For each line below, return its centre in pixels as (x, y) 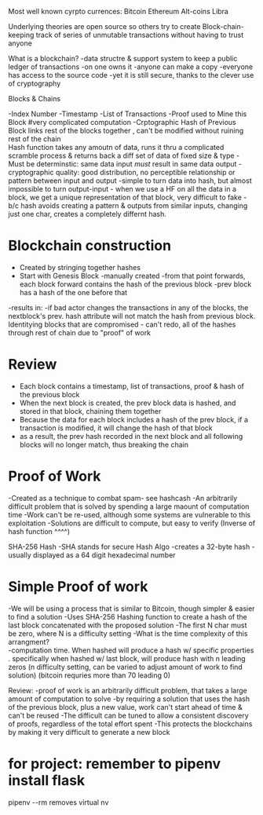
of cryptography (35, 83)
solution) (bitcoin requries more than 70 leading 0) (89, 675)
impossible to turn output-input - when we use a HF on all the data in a (122, 189)
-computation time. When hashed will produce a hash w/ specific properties (131, 650)
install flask (47, 780)
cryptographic (31, 172)
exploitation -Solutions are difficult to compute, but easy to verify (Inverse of (132, 523)
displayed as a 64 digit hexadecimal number (104, 555)
